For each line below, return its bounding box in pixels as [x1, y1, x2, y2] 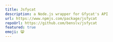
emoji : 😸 [5, 29, 24, 34]
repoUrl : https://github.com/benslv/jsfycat [5, 20, 97, 26]
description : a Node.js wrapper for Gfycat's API [5, 12, 109, 16]
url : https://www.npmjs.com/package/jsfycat [5, 16, 97, 21]
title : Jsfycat [5, 7, 36, 12]
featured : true [5, 25, 36, 30]
